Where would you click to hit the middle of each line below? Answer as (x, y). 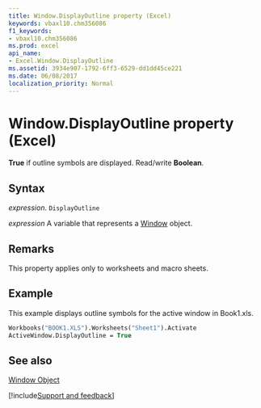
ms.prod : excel (34, 46)
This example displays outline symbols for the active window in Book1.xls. (131, 313)
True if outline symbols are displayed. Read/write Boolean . (106, 163)
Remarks (32, 248)
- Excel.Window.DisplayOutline (61, 61)
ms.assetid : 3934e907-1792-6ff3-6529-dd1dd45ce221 (95, 69)
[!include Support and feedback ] (61, 396)
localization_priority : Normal (61, 83)
